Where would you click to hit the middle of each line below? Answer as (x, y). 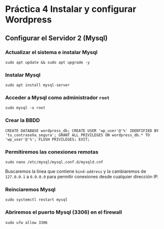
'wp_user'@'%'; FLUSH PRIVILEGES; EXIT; (48, 139)
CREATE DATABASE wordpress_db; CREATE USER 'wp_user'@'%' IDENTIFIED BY (82, 131)
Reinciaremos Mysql (30, 189)
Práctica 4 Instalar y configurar (71, 9)
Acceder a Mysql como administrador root (57, 98)
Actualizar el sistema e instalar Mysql (51, 52)
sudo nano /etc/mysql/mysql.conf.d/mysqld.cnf (54, 162)
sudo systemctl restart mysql (37, 200)
